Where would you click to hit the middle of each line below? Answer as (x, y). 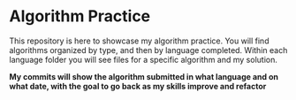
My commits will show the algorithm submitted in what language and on (144, 76)
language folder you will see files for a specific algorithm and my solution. (144, 59)
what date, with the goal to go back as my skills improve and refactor (138, 86)
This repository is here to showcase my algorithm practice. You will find (139, 41)
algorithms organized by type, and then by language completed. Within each (148, 50)
